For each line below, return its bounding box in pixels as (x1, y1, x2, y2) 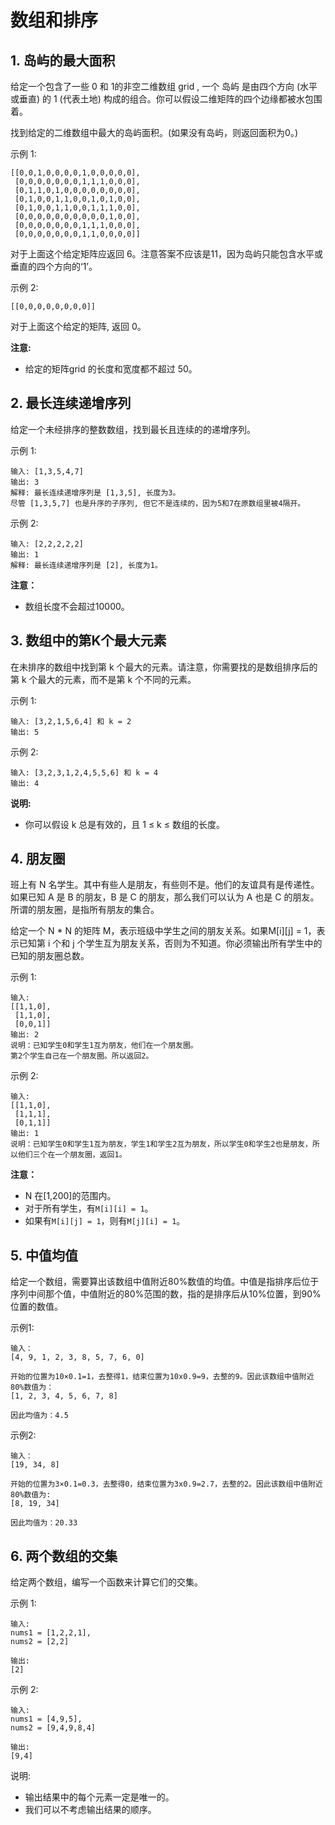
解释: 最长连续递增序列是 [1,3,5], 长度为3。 (10, 487, 181, 498)
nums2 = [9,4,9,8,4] (10, 1723, 97, 1733)
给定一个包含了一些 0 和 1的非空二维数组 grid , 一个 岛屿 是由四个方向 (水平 (10, 81, 318, 92)
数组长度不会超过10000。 (24, 600, 130, 612)
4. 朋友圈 (10, 851, 66, 868)
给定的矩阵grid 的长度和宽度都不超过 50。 (24, 363, 198, 375)
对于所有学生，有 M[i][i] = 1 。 (24, 1202, 154, 1215)
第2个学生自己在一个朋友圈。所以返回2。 (10, 1051, 154, 1061)
